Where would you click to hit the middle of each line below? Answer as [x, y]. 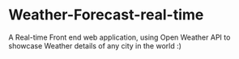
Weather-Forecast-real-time [106, 15]
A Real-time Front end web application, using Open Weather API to [119, 37]
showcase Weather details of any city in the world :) [95, 45]
